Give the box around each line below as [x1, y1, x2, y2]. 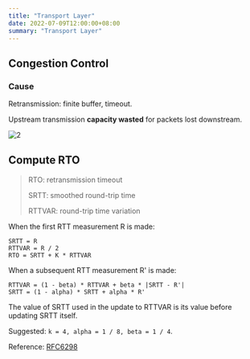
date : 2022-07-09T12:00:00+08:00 [8, 19, 121, 27]
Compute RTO [8, 154, 80, 167]
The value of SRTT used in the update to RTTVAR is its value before [8, 302, 232, 312]
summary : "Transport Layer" [8, 27, 103, 35]
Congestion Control [8, 56, 109, 70]
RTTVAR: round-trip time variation [27, 206, 141, 216]
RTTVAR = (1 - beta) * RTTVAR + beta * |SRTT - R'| [8, 281, 185, 289]
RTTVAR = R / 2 [8, 244, 59, 252]
